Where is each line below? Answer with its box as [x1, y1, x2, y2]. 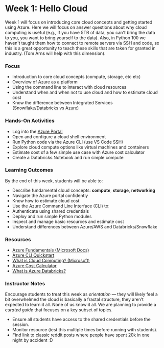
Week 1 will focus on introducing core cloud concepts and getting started [5, 19, 153, 25]
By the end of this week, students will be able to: [5, 177, 103, 184]
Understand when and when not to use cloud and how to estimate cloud [12, 89, 158, 96]
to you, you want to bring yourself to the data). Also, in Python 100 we [5, 35, 146, 41]
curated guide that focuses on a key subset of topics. [5, 307, 113, 313]
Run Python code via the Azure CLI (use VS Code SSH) [12, 139, 123, 145]
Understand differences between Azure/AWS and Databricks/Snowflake [12, 224, 158, 229]
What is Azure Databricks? [12, 268, 66, 274]
